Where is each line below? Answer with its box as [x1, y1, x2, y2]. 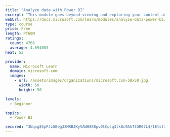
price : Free [5, 26, 30, 31]
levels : [5, 96, 22, 101]
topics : [5, 110, 22, 116]
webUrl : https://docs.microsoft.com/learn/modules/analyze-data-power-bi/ [5, 17, 166, 22]
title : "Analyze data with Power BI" [5, 7, 85, 13]
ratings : [5, 36, 24, 41]
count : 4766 [10, 41, 35, 46]
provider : [5, 59, 26, 64]
